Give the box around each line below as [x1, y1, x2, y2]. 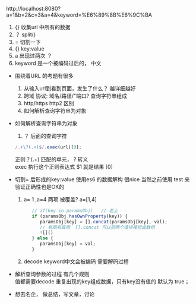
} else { [31, 235, 53, 241]
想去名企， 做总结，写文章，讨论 [14, 291, 95, 298]
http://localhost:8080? [6, 5, 61, 12]
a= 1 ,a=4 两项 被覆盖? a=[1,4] [23, 195, 97, 203]
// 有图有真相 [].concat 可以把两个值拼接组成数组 [39, 224, 156, 231]
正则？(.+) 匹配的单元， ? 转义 [14, 156, 88, 163]
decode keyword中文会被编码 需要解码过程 [23, 258, 129, 265]
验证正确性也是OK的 [14, 183, 64, 190]
